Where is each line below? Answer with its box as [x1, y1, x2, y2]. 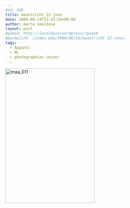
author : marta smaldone [5, 21, 56, 27]
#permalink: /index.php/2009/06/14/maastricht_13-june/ [5, 36, 125, 41]
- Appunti [10, 45, 30, 50]
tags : [5, 40, 17, 46]
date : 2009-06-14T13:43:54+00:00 [5, 17, 76, 22]
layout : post [5, 26, 33, 31]
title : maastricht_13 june [5, 12, 62, 17]
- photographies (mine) [10, 54, 60, 60]
